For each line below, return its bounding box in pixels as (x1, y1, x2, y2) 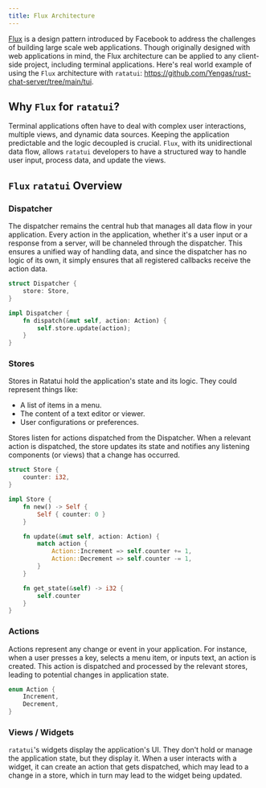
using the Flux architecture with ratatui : (8, 68, 143, 77)
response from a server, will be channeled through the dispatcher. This (8, 238, 243, 248)
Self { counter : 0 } (37, 510, 106, 518)
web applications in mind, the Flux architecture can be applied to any (8, 51, 237, 60)
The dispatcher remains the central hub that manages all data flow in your (8, 221, 253, 231)
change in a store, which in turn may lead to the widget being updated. (8, 770, 243, 781)
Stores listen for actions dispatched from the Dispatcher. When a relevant (8, 433, 252, 443)
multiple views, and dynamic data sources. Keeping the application (8, 130, 230, 139)
